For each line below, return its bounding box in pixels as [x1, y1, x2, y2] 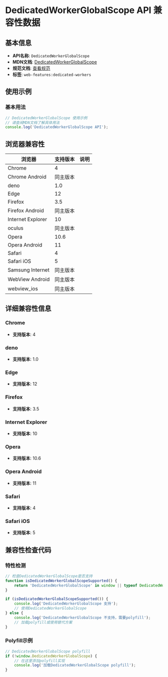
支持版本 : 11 [12, 480, 36, 486]
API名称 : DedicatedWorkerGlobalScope [12, 53, 90, 58]
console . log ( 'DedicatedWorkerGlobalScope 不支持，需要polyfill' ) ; [14, 615, 151, 620]
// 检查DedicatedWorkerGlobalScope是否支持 [5, 573, 92, 578]
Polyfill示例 [5, 637, 33, 644]
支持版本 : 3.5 [12, 405, 39, 411]
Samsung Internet [7, 266, 50, 273]
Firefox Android [7, 207, 44, 214]
